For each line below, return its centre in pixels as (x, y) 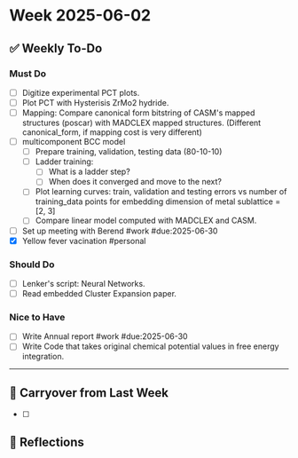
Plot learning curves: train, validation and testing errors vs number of (161, 192)
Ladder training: (64, 162)
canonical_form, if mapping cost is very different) (112, 132)
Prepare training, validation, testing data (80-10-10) (129, 152)
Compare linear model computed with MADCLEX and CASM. (146, 221)
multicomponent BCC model (74, 142)
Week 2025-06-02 (80, 16)
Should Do (32, 265)
